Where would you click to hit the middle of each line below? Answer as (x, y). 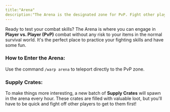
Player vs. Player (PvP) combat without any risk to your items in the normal (84, 34)
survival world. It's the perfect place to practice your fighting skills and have (84, 40)
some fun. (16, 45)
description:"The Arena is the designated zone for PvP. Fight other (80, 15)
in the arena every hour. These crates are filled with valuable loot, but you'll (84, 98)
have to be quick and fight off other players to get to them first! (71, 104)
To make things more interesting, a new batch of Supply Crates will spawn (83, 93)
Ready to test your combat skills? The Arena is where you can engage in (80, 29)
